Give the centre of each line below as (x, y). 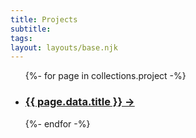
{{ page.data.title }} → (79, 102)
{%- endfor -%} (57, 123)
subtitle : (31, 29)
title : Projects (44, 19)
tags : (21, 38)
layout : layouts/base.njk (64, 47)
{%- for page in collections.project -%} (105, 76)
